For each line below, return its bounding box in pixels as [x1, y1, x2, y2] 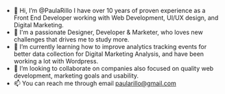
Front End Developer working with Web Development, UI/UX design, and [13, 14, 219, 22]
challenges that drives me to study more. [13, 35, 130, 44]
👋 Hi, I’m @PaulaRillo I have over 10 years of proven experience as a [13, 7, 206, 14]
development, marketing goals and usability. [13, 72, 139, 80]
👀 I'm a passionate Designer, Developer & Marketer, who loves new [13, 28, 204, 36]
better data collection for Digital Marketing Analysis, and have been [13, 50, 204, 58]
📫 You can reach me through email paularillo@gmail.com [13, 79, 176, 87]
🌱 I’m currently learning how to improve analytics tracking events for [13, 43, 207, 50]
